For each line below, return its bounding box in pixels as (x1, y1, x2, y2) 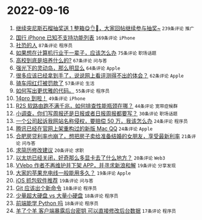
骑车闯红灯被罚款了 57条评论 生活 (15, 79, 95, 87)
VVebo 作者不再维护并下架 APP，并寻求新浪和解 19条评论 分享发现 (15, 161, 176, 168)
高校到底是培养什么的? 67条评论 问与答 (15, 56, 108, 64)
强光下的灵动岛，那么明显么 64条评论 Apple (15, 64, 120, 72)
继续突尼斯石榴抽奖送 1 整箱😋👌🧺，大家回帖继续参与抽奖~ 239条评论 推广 (15, 24, 195, 32)
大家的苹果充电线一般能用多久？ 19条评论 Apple (15, 169, 131, 176)
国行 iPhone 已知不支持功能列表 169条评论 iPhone (15, 34, 135, 41)
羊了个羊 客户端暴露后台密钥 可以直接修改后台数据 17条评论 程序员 (15, 207, 177, 214)
